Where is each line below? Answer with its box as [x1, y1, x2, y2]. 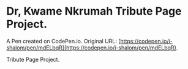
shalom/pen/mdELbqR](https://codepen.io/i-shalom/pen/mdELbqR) [6, 44, 176, 51]
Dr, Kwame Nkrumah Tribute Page [6, 4, 182, 18]
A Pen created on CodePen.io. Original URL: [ [6, 37, 121, 45]
